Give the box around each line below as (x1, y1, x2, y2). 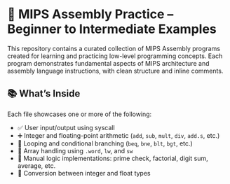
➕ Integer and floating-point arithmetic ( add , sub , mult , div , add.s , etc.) (17, 131, 220, 139)
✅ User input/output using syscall (17, 123, 115, 132)
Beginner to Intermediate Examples (7, 21, 217, 37)
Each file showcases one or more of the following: (7, 110, 152, 118)
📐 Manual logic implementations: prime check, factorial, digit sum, (17, 154, 208, 162)
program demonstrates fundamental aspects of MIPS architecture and (7, 59, 210, 67)
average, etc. (17, 161, 56, 170)
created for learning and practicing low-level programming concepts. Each (7, 52, 223, 60)
